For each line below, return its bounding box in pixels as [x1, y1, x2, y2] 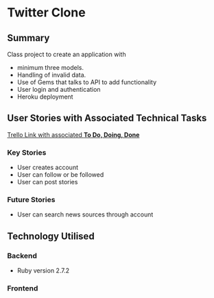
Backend [7, 251, 38, 260]
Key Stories [7, 147, 47, 157]
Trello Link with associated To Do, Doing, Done [7, 130, 140, 138]
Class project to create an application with [7, 50, 126, 58]
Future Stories [7, 195, 56, 205]
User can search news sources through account [16, 210, 154, 219]
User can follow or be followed [16, 171, 104, 179]
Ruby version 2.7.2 [16, 266, 70, 275]
